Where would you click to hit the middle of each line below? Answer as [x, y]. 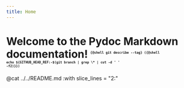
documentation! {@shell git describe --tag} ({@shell [83, 54]
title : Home [21, 12]
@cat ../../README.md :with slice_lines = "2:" [62, 78]
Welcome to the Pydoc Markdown [92, 41]
